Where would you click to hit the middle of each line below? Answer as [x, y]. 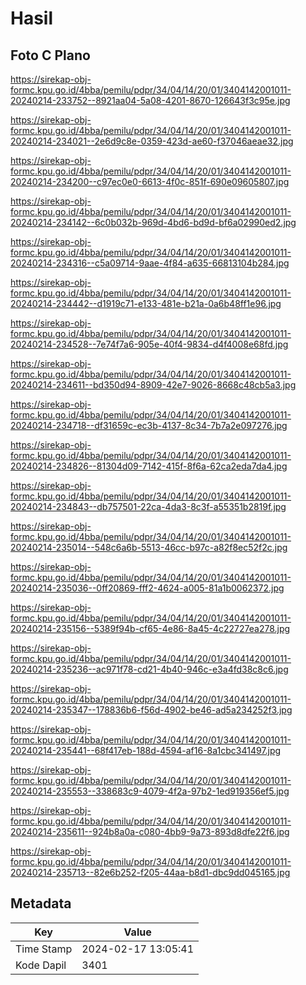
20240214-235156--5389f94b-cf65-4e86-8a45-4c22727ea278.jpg [150, 628]
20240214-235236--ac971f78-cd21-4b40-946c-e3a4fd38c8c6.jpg [149, 669]
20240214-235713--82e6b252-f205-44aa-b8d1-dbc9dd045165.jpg [150, 872]
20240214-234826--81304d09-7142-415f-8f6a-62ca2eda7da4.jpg [149, 466]
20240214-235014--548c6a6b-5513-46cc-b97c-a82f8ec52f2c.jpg [149, 547]
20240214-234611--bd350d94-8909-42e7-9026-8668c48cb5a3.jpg [153, 385]
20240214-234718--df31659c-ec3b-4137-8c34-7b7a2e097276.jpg [149, 425]
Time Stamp [44, 949]
